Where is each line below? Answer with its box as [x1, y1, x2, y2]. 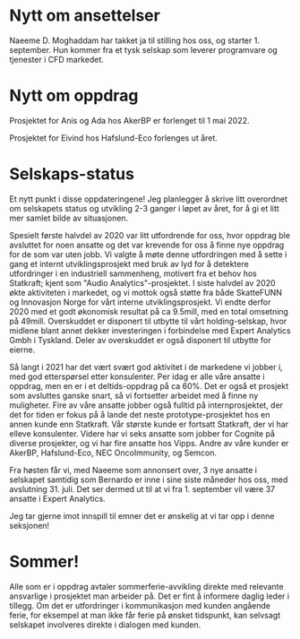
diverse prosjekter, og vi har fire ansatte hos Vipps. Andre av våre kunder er [9, 437, 289, 448]
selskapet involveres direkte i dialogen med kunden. [9, 619, 201, 630]
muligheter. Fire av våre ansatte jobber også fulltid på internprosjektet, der [9, 400, 284, 410]
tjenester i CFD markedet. [9, 54, 105, 65]
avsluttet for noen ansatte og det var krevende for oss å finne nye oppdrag [9, 239, 285, 250]
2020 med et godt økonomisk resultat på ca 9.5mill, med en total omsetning [9, 306, 289, 316]
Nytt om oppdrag [9, 86, 139, 106]
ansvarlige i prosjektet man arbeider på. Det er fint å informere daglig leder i [9, 591, 289, 601]
